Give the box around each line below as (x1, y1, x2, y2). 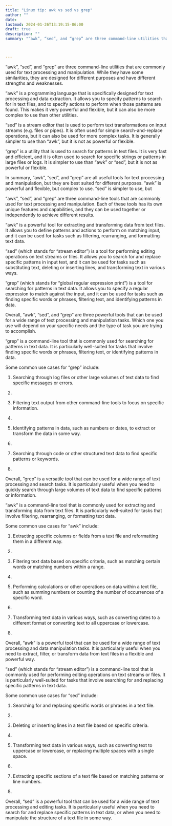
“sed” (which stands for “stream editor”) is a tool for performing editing (5, 248, 155, 254)
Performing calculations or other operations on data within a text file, (12, 584, 158, 590)
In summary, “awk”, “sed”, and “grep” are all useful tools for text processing (5, 174, 165, 180)
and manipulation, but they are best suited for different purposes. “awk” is (5, 180, 162, 186)
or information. (5, 492, 37, 498)
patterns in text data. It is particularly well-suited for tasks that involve (5, 343, 153, 349)
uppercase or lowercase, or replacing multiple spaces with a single (12, 747, 155, 754)
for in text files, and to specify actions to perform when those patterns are (5, 101, 161, 107)
